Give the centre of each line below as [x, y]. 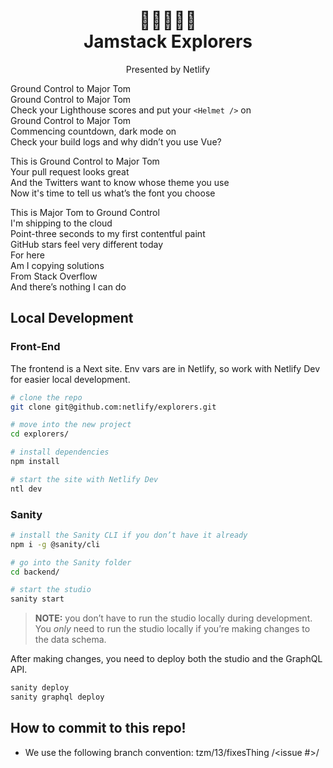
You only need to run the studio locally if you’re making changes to [172, 629]
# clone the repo [46, 397]
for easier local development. [70, 379]
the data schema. [70, 640]
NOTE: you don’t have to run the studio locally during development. [173, 618]
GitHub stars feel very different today [87, 244]
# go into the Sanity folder [71, 562]
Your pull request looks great [70, 171]
